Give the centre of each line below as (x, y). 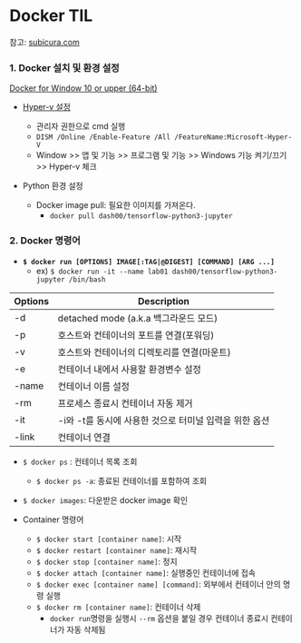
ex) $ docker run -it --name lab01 (102, 271)
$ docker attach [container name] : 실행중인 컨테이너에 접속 (146, 572)
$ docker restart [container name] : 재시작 (117, 549)
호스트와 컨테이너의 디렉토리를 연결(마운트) (144, 352)
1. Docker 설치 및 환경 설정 (64, 67)
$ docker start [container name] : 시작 (109, 539)
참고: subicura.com (44, 42)
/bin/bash (87, 279)
